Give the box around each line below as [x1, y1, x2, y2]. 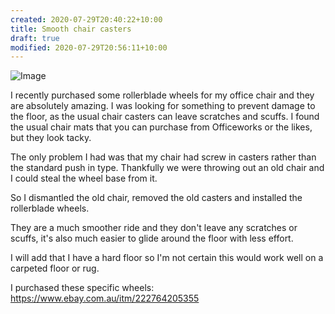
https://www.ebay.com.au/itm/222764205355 [10, 292, 200, 305]
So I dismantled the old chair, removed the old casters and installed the [10, 192, 303, 204]
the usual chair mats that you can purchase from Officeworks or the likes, [10, 121, 313, 133]
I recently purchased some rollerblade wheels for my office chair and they [10, 89, 315, 101]
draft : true [10, 33, 60, 43]
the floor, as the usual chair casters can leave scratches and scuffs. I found [10, 111, 320, 123]
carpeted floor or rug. [10, 262, 100, 275]
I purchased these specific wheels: [10, 282, 155, 294]
